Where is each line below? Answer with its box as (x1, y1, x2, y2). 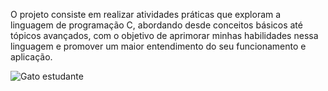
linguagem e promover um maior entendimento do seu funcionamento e (10, 40, 307, 52)
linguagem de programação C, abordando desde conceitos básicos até (10, 19, 303, 31)
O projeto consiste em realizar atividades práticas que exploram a (10, 9, 282, 20)
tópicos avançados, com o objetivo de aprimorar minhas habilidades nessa (10, 30, 319, 41)
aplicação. (10, 51, 53, 63)
